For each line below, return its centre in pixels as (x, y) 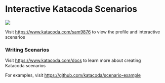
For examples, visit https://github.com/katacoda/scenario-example (73, 75)
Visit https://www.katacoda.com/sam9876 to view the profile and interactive (83, 32)
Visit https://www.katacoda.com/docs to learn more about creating (73, 60)
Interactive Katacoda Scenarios (71, 9)
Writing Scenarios (27, 50)
